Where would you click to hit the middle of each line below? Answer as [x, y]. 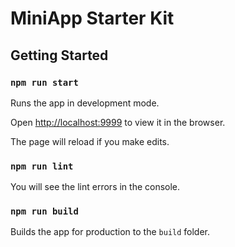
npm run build [44, 211]
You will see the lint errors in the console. [95, 187]
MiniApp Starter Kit [92, 18]
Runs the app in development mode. [85, 103]
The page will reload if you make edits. [90, 141]
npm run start [44, 82]
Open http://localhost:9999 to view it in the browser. [118, 122]
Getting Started [59, 55]
